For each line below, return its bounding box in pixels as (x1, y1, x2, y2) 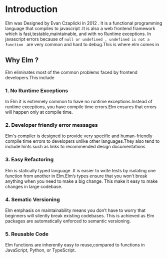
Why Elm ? (5, 56, 39, 65)
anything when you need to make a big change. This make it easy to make (5, 178, 158, 184)
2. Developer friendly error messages (5, 121, 98, 128)
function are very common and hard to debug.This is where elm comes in (5, 41, 159, 47)
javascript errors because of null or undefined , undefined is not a (5, 36, 150, 42)
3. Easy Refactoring (5, 156, 54, 163)
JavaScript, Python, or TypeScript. (5, 247, 76, 253)
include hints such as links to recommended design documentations (5, 144, 146, 150)
